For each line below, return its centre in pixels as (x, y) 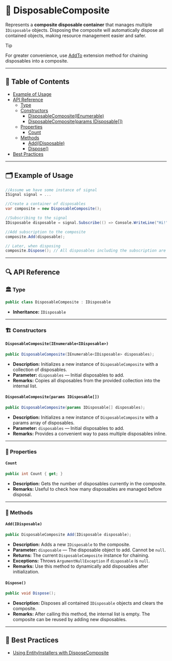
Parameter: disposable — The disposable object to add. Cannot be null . (89, 550)
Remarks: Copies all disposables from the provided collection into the (86, 380)
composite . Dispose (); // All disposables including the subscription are (86, 251)
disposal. (22, 494)
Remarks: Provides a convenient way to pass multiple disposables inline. (90, 433)
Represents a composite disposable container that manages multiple (79, 25)
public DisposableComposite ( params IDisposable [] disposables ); (75, 408)
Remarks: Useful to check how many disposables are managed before (87, 489)
